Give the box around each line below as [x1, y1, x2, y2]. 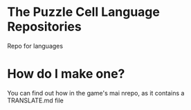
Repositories [7, 19, 82, 35]
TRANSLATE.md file [7, 96, 64, 104]
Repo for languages [7, 42, 64, 50]
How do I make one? [7, 66, 125, 82]
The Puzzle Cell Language [7, 4, 161, 20]
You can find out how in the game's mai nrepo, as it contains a [7, 89, 185, 97]
